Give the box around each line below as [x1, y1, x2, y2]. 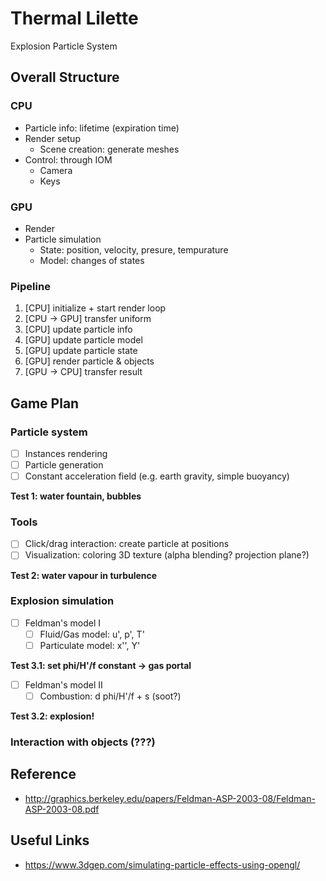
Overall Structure [10, 69, 120, 86]
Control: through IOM [24, 153, 113, 166]
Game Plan [10, 395, 80, 412]
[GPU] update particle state [24, 345, 138, 357]
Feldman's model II [24, 679, 103, 691]
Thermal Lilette [10, 7, 139, 30]
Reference [10, 766, 77, 783]
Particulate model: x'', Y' [39, 639, 141, 651]
